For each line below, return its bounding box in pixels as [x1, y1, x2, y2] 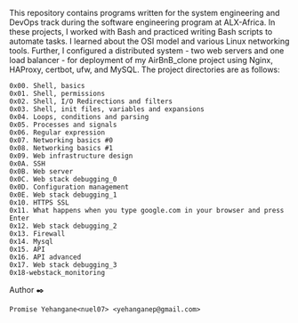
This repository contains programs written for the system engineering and [9, 8, 280, 18]
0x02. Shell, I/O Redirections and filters [9, 97, 173, 106]
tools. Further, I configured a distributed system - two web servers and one [9, 45, 285, 56]
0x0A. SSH [9, 159, 46, 168]
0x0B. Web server [9, 167, 74, 176]
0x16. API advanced [9, 253, 82, 262]
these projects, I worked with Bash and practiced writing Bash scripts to [9, 27, 273, 36]
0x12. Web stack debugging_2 [9, 222, 117, 230]
